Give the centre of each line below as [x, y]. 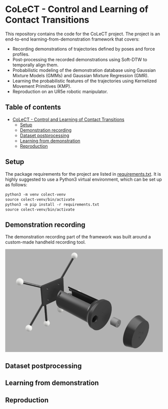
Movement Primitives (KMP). [42, 86]
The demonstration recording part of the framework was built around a [78, 237]
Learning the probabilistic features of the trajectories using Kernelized [84, 81]
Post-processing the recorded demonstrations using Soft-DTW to [80, 59]
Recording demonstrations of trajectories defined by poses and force [83, 49]
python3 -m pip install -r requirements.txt [52, 204]
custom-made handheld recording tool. [45, 242]
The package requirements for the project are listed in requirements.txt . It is [83, 174]
